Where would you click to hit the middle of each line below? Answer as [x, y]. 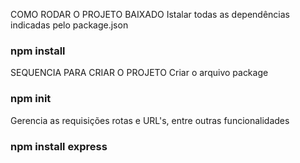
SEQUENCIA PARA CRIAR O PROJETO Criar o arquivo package [139, 73]
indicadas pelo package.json [69, 25]
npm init [31, 99]
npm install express [59, 146]
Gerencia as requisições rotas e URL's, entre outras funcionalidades [150, 120]
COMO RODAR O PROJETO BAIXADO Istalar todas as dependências [150, 14]
